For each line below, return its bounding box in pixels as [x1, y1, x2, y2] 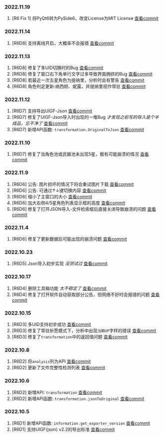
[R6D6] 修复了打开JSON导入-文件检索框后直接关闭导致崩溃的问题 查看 [11, 206, 157, 212]
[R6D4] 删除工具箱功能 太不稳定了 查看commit [11, 285, 107, 291]
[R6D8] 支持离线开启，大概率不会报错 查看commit [11, 40, 114, 46]
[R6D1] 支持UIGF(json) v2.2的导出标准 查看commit [11, 426, 115, 432]
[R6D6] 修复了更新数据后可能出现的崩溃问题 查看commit [11, 236, 127, 242]
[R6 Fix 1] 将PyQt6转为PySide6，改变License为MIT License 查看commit [11, 15, 159, 21]
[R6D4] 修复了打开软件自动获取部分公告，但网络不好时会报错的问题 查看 [11, 291, 160, 297]
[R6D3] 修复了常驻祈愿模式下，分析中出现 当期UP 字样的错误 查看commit [11, 327, 157, 334]
